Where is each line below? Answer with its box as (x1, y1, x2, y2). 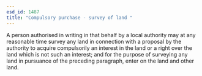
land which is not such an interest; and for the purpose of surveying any (6, 50, 188, 58)
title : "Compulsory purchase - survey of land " (6, 15, 133, 21)
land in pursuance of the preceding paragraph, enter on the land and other (6, 57, 195, 64)
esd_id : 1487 (6, 9, 40, 15)
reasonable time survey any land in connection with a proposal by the (6, 38, 182, 45)
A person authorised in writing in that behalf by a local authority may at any (6, 31, 196, 38)
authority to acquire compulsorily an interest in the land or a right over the (6, 44, 193, 52)
